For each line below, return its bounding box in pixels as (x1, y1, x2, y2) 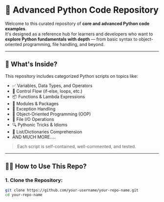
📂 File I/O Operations (12, 116, 55, 122)
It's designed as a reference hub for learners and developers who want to (5, 31, 153, 37)
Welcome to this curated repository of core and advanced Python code (5, 21, 150, 26)
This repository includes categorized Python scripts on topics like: (5, 73, 138, 79)
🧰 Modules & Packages (12, 100, 59, 107)
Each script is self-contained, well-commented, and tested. (17, 143, 136, 149)
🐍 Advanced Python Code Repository (5, 4, 159, 16)
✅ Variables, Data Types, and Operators (12, 83, 93, 89)
